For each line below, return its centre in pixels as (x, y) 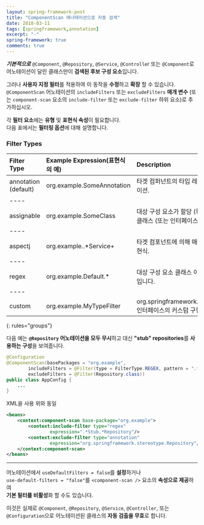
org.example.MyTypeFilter (83, 306)
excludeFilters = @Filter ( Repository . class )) (87, 374)
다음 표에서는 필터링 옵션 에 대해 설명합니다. (57, 127)
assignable (25, 216)
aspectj (20, 246)
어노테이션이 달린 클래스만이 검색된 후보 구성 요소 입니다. (72, 71)
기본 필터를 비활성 (27, 495)
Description (154, 164)
